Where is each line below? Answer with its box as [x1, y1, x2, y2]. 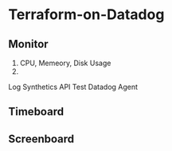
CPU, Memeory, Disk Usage [19, 58, 111, 68]
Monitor [8, 37, 49, 51]
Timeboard [8, 105, 64, 118]
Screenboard [8, 132, 75, 145]
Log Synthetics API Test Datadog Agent [8, 82, 138, 91]
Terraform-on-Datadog [8, 6, 165, 24]
